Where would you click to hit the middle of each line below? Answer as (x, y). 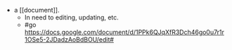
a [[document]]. (37, 10)
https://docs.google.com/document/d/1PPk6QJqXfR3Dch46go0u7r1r (124, 32)
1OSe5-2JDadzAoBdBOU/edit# (69, 40)
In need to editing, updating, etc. (72, 17)
